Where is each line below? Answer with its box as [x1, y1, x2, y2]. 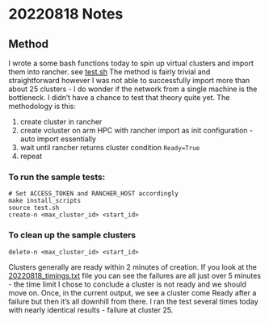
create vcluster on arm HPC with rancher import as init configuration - [19, 126, 253, 135]
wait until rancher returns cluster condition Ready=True [19, 143, 200, 152]
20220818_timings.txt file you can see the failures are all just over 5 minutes [8, 271, 261, 280]
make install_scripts [8, 197, 82, 205]
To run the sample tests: [8, 171, 106, 182]
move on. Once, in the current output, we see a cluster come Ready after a [8, 287, 257, 297]
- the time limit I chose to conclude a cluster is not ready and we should [8, 279, 246, 289]
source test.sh [8, 203, 60, 212]
